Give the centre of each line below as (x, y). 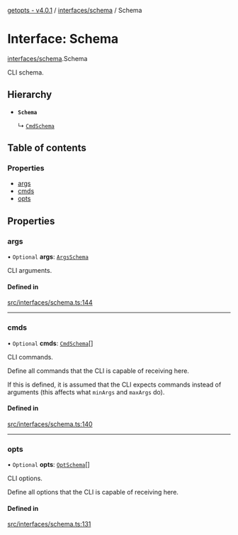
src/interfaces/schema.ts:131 (49, 524)
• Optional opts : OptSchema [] (49, 465)
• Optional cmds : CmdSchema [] (50, 343)
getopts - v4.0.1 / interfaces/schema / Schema (75, 10)
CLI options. (25, 478)
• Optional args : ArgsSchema (48, 257)
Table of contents (47, 148)
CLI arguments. (30, 271)
